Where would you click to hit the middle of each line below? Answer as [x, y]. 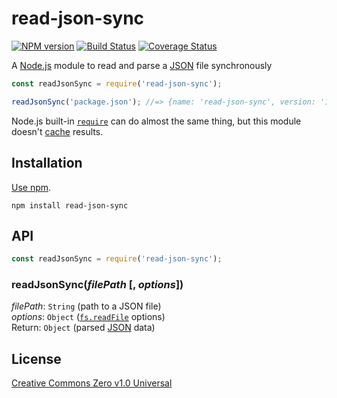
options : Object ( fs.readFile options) [88, 317]
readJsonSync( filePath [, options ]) [97, 285]
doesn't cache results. [57, 131]
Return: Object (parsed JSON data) [83, 328]
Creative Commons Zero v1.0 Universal [92, 383]
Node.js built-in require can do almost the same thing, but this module [156, 121]
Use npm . [31, 187]
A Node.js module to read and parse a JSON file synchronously [142, 65]
